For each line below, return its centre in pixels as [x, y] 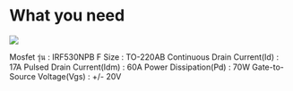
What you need [67, 16]
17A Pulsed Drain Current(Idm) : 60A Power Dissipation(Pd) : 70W [130, 67]
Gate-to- [268, 67]
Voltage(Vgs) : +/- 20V [79, 76]
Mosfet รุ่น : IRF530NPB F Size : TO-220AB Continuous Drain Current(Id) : [144, 57]
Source [22, 76]
